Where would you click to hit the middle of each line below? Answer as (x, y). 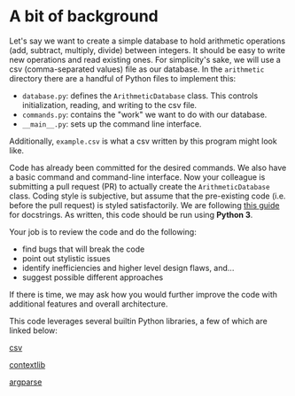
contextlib (27, 364)
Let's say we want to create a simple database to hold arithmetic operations (147, 41)
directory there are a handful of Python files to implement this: (123, 78)
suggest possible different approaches (93, 277)
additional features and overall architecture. (89, 304)
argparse (26, 382)
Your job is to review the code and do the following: (103, 231)
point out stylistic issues (66, 258)
